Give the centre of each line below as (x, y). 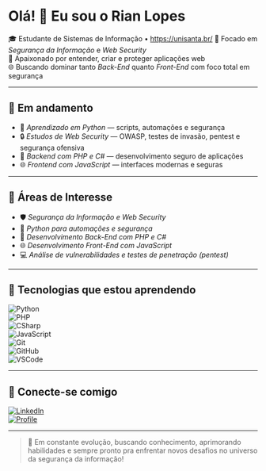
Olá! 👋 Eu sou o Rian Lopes (97, 16)
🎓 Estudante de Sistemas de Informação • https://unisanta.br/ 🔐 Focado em (133, 38)
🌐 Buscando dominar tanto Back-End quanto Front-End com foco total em (129, 67)
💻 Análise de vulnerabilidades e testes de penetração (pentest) (124, 255)
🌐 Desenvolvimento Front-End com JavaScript (96, 245)
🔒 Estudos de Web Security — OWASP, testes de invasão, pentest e (130, 136)
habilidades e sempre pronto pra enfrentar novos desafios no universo (142, 450)
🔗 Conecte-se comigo (63, 392)
